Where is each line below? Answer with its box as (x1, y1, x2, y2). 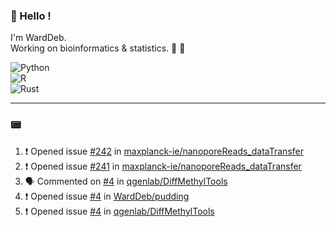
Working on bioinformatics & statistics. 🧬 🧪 (10, 42, 186, 54)
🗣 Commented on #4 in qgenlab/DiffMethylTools (24, 175, 228, 187)
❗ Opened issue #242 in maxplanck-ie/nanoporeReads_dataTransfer (24, 145, 304, 157)
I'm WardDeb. (10, 32, 67, 44)
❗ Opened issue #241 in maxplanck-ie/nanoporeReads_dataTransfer (24, 160, 302, 172)
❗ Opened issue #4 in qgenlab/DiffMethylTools (24, 205, 215, 217)
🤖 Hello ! (10, 9, 52, 23)
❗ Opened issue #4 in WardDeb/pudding (24, 190, 190, 202)
